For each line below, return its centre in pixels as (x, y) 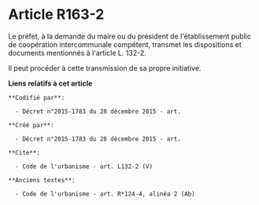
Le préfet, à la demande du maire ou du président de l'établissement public (130, 36)
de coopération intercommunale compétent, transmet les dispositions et (125, 44)
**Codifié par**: (37, 97)
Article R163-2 (56, 15)
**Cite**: (24, 152)
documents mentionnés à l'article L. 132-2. (78, 53)
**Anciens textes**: (42, 180)
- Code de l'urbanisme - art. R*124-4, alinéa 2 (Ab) (105, 194)
